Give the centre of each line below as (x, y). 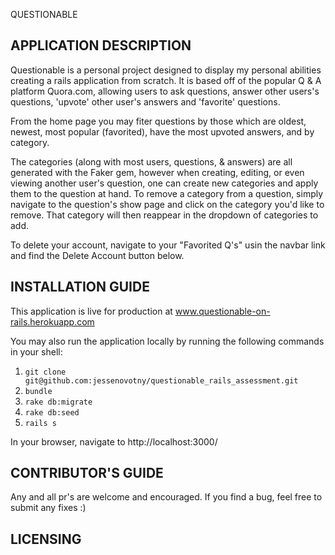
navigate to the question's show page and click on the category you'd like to (167, 204)
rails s (40, 423)
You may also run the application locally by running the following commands (167, 341)
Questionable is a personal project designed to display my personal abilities (166, 70)
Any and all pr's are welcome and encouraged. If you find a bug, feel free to (166, 497)
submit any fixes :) (48, 508)
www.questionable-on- (222, 311)
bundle (38, 391)
